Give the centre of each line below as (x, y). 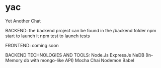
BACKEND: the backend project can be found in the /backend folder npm (81, 30)
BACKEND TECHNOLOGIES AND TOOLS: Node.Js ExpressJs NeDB (75, 55)
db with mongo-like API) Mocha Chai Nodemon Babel (79, 60)
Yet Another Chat (23, 21)
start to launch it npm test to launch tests (48, 36)
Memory (14, 60)
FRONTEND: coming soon (32, 45)
